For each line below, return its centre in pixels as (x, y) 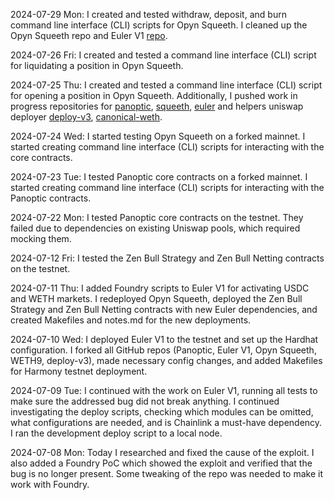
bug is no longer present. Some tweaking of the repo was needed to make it (167, 473)
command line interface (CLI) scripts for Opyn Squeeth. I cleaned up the (159, 25)
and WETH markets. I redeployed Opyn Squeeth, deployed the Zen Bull (156, 298)
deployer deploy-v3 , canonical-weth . (86, 117)
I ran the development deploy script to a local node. (116, 433)
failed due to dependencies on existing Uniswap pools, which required (155, 228)
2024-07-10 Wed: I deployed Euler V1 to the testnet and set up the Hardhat (164, 339)
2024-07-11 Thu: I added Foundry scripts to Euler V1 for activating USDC (160, 288)
